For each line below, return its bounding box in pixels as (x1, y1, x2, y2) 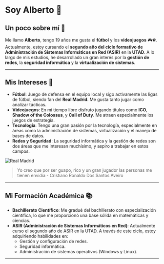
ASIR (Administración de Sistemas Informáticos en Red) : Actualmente (12, 223, 156, 228)
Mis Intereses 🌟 (5, 78, 53, 87)
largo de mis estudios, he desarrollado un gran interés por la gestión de (5, 55, 150, 60)
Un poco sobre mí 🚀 (5, 24, 65, 32)
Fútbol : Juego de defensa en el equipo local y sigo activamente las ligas (12, 91, 158, 97)
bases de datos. (12, 133, 45, 139)
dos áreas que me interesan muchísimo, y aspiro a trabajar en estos (12, 143, 149, 149)
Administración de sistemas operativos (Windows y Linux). (19, 248, 138, 254)
